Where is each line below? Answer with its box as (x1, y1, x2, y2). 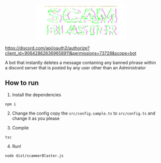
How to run (5, 79, 39, 87)
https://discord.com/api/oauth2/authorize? (5, 45, 90, 51)
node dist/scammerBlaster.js (5, 153, 64, 158)
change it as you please (12, 115, 59, 121)
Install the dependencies (12, 92, 61, 98)
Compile (12, 125, 29, 130)
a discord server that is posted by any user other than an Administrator (5, 65, 146, 70)
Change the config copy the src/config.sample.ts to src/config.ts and (12, 110, 156, 116)
